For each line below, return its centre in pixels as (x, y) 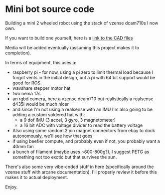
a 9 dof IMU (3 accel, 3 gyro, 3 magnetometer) (68, 120)
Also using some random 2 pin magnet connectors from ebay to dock (84, 130)
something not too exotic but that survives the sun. (65, 157)
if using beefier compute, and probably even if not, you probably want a (86, 141)
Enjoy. (11, 187)
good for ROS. (27, 83)
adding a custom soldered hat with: (49, 114)
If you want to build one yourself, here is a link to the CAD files (69, 38)
